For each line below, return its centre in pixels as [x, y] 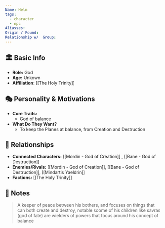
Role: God [22, 72]
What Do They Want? [35, 124]
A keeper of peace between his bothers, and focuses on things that [86, 205]
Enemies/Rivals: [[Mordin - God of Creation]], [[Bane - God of [76, 167]
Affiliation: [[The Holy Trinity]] [43, 83]
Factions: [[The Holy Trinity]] [42, 178]
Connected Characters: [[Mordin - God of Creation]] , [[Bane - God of [84, 157]
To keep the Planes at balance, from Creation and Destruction [82, 129]
